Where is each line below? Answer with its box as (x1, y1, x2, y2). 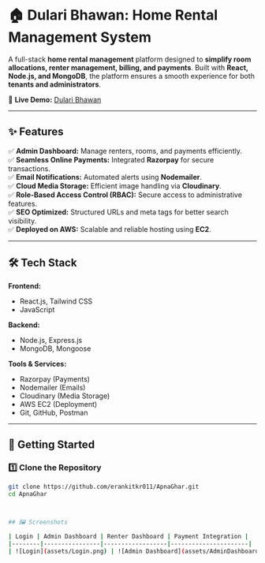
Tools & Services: (8, 359, 67, 368)
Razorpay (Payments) (19, 374, 91, 383)
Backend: (8, 320, 40, 330)
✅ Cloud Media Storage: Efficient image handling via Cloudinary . (8, 181, 222, 190)
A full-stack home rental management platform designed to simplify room (8, 54, 252, 64)
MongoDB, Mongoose (19, 344, 91, 353)
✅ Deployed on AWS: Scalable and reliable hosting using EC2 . (8, 224, 211, 233)
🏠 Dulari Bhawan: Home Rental (8, 6, 218, 24)
